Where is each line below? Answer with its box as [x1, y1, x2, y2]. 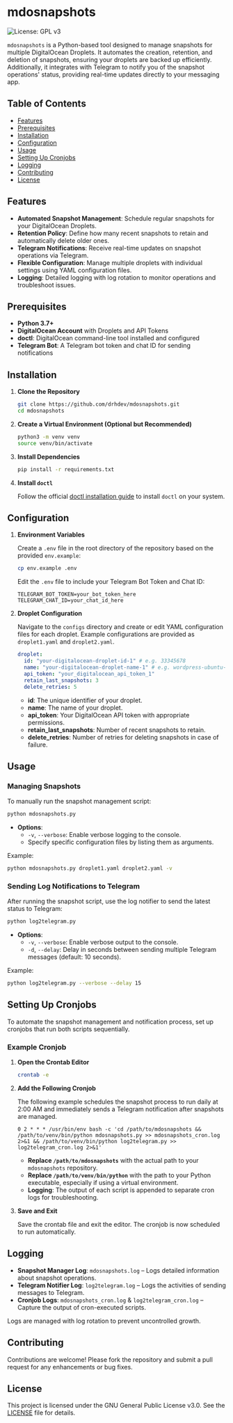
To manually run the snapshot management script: [7, 797, 152, 806]
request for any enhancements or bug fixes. [7, 1362, 134, 1371]
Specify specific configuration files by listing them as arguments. [27, 838, 214, 846]
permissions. [27, 718, 65, 726]
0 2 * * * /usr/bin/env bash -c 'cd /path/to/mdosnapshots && [17, 1125, 202, 1133]
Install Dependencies [17, 452, 80, 461]
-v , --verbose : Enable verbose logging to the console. [27, 831, 182, 839]
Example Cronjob [7, 1042, 67, 1051]
